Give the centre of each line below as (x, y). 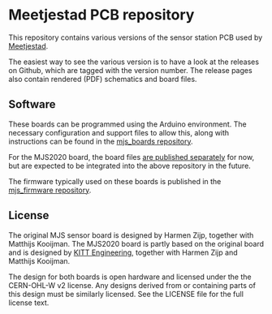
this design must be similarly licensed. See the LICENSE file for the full (126, 294)
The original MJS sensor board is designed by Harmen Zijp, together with (131, 235)
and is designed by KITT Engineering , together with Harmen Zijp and (123, 252)
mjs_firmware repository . (50, 190)
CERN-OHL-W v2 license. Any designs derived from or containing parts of (132, 285)
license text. (29, 303)
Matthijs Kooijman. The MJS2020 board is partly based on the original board (136, 243)
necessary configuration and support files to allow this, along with (119, 132)
